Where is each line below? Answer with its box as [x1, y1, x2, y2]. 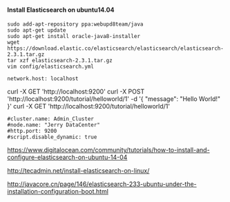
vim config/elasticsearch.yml [7, 63, 95, 71]
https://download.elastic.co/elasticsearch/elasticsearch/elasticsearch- [7, 45, 224, 52]
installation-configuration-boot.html [7, 187, 109, 196]
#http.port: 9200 [7, 128, 57, 135]
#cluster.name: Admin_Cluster [7, 116, 95, 122]
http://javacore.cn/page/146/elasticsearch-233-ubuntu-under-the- [7, 180, 197, 188]
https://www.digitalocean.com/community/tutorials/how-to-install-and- [7, 146, 210, 154]
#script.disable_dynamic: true [7, 134, 97, 141]
